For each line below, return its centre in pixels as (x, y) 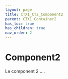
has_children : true (25, 28)
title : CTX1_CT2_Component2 (34, 14)
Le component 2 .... (25, 71)
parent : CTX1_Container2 (31, 19)
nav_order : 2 (19, 33)
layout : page (19, 10)
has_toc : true (20, 24)
